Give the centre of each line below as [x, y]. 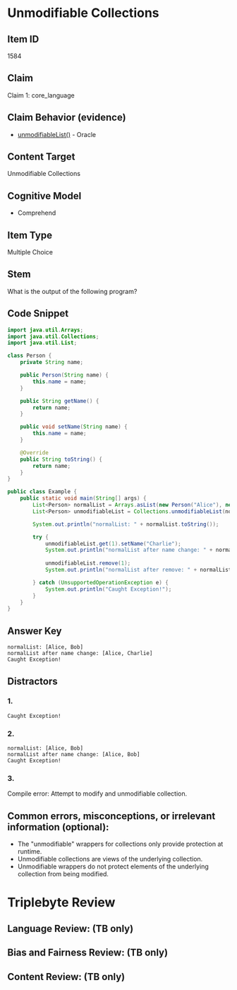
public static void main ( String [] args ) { [83, 499]
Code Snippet [38, 313]
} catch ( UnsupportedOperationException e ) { [101, 582]
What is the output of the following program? [72, 291]
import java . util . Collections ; [53, 336]
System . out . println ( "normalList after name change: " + [129, 550]
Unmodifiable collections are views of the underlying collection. [110, 859]
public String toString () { [61, 459]
